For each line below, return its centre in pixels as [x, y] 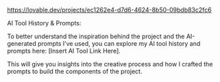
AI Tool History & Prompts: [44, 23]
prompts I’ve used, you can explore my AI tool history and [119, 43]
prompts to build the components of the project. [75, 71]
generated [22, 43]
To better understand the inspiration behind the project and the [96, 36]
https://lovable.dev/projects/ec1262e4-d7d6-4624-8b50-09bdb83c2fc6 [109, 10]
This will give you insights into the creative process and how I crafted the [110, 64]
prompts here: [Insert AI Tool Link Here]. [64, 51]
